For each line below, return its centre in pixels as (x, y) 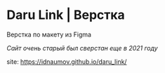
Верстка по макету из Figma (49, 34)
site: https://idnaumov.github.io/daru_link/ (67, 61)
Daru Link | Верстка (66, 15)
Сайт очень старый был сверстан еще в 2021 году (82, 48)
